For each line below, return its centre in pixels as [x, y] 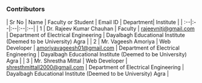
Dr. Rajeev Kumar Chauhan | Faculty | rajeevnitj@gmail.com [121, 28]
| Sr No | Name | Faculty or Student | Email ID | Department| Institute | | [94, 22]
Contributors [26, 9]
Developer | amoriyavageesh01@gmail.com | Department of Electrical [93, 48]
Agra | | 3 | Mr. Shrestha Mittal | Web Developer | [67, 61]
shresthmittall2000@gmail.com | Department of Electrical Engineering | [95, 67]
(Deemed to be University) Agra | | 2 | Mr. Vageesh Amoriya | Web [89, 42]
